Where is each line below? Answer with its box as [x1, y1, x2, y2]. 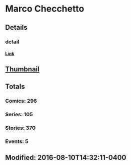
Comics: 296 [5, 97, 37, 104]
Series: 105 [5, 111, 33, 118]
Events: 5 [5, 138, 28, 145]
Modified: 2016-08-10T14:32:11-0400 [5, 153, 126, 161]
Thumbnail [5, 65, 40, 73]
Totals [5, 82, 25, 91]
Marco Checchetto [5, 3, 84, 15]
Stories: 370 [5, 124, 36, 131]
